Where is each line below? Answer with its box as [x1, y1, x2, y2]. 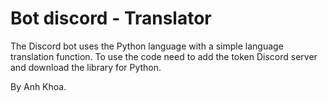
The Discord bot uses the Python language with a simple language [10, 40, 284, 52]
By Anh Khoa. [10, 80, 67, 92]
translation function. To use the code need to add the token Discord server [10, 50, 318, 62]
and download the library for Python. [10, 61, 162, 73]
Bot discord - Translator [10, 7, 212, 30]
